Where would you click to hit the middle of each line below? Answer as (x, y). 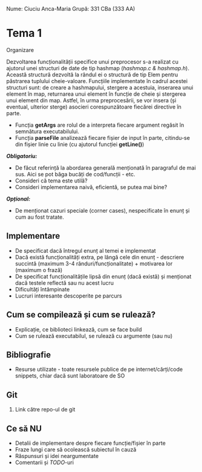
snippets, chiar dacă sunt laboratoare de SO (70, 376)
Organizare (20, 50)
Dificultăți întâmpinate (42, 289)
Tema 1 (24, 33)
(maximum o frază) (39, 270)
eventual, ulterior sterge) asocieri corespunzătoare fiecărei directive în (94, 107)
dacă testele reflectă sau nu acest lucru (64, 283)
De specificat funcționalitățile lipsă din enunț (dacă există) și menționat (103, 276)
